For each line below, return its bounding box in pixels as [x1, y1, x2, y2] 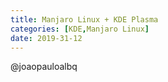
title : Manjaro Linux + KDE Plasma [10, 14, 159, 25]
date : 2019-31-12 [10, 33, 83, 43]
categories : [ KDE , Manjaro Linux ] [10, 24, 150, 34]
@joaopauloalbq [10, 61, 78, 73]
